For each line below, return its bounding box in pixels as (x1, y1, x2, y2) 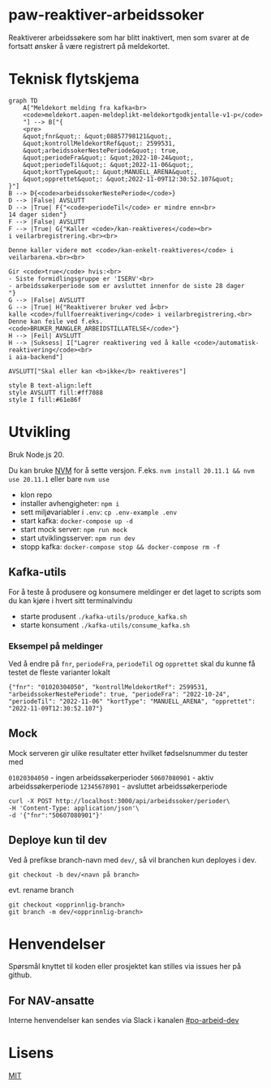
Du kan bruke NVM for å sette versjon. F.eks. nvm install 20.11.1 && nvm (8, 465, 255, 475)
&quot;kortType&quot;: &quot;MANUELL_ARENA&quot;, (23, 168, 198, 176)
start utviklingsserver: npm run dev (19, 533, 135, 543)
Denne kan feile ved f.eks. (8, 317, 104, 326)
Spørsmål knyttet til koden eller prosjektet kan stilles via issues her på (8, 962, 242, 972)
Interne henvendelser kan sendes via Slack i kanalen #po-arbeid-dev (8, 1016, 239, 1025)
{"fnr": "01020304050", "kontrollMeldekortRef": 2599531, (8, 683, 209, 691)
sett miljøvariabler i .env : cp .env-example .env (19, 507, 177, 517)
